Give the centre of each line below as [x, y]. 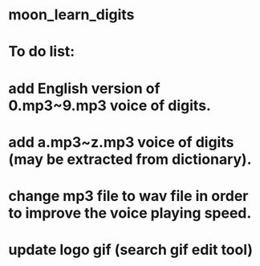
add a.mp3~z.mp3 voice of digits [121, 142]
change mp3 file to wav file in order [128, 196]
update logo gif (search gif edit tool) [131, 250]
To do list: [42, 52]
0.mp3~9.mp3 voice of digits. [110, 105]
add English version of [84, 88]
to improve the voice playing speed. [130, 213]
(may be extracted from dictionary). [130, 159]
